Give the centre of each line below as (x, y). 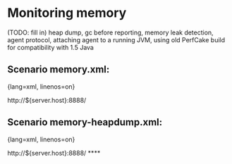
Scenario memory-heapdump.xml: (85, 122)
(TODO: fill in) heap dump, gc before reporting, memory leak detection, (110, 32)
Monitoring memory (67, 13)
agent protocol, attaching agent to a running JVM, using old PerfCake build (116, 39)
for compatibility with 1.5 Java (50, 47)
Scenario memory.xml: (59, 69)
